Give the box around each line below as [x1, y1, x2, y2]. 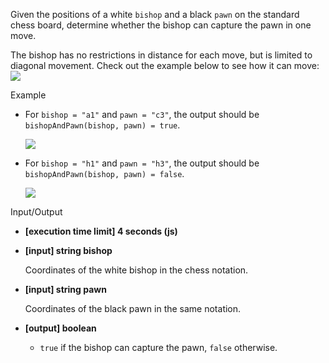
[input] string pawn [24, 284, 107, 295]
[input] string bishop [24, 245, 113, 256]
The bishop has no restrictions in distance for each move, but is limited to [10, 49, 313, 61]
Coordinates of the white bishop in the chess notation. [24, 264, 249, 276]
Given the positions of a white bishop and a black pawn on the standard [10, 9, 300, 20]
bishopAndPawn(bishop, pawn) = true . [24, 119, 181, 131]
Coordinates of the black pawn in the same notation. [24, 303, 242, 314]
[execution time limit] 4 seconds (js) [24, 225, 178, 237]
